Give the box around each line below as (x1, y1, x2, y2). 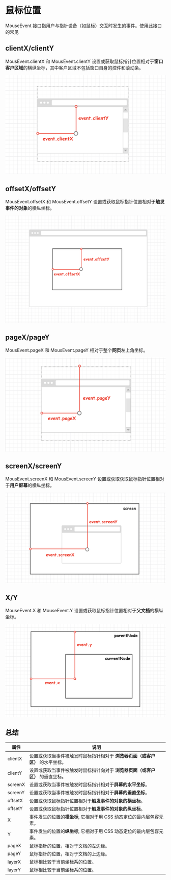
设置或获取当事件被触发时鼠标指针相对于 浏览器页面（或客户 (29, 752, 156, 759)
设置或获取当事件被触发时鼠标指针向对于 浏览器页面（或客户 (29, 767, 156, 773)
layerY (7, 867, 21, 873)
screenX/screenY (5, 461, 62, 470)
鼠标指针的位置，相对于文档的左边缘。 (29, 843, 110, 849)
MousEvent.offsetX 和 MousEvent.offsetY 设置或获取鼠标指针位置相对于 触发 (5, 199, 165, 205)
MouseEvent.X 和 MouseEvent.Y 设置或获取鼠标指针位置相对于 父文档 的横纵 (5, 608, 164, 614)
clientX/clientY (5, 44, 54, 53)
